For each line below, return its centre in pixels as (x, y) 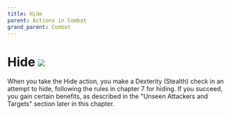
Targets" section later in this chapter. (61, 104)
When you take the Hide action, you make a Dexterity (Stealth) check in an (116, 81)
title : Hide (25, 14)
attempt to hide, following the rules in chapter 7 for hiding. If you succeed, (115, 89)
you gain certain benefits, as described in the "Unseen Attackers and (108, 97)
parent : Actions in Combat (47, 20)
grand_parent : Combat (39, 27)
